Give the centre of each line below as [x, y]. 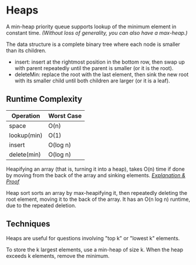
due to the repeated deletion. [41, 205]
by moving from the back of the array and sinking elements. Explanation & [96, 175]
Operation [26, 115]
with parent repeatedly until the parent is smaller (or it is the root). [94, 68]
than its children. [26, 50]
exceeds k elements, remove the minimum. [58, 256]
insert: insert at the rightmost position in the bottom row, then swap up [99, 62]
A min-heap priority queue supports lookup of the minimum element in [91, 26]
